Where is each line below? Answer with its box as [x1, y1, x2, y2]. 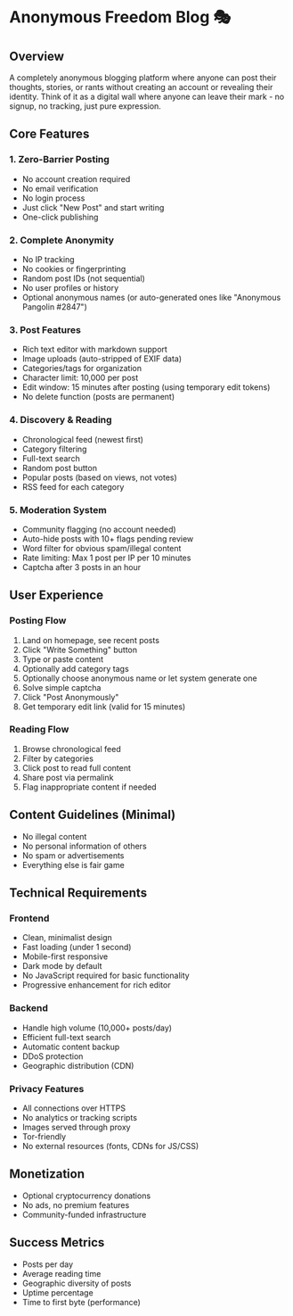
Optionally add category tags [21, 663, 129, 674]
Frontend [9, 912, 50, 924]
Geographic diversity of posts [21, 1278, 132, 1288]
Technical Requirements [9, 885, 148, 901]
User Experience [9, 588, 104, 603]
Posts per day [21, 1259, 74, 1270]
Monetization [9, 1166, 85, 1182]
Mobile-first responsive [21, 951, 109, 962]
